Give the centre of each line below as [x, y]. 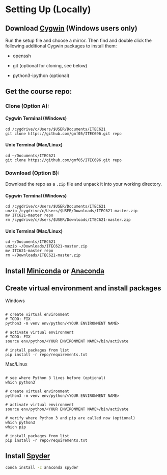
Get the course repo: [39, 92]
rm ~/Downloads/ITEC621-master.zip [43, 255]
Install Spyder [28, 456]
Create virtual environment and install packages [83, 289]
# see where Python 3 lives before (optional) [55, 378]
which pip [16, 427]
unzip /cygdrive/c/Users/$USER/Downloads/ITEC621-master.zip [72, 211]
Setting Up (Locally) [48, 9]
